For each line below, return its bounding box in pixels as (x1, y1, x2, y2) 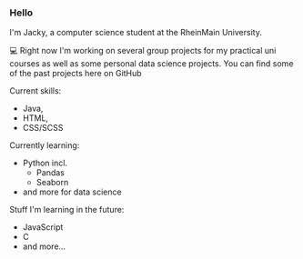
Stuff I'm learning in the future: (9, 204, 125, 215)
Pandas (35, 167, 66, 178)
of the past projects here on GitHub (9, 68, 143, 79)
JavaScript (22, 222, 64, 233)
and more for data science (22, 186, 122, 197)
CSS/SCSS (22, 123, 64, 134)
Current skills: (9, 85, 62, 96)
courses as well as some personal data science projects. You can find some (9, 58, 294, 69)
